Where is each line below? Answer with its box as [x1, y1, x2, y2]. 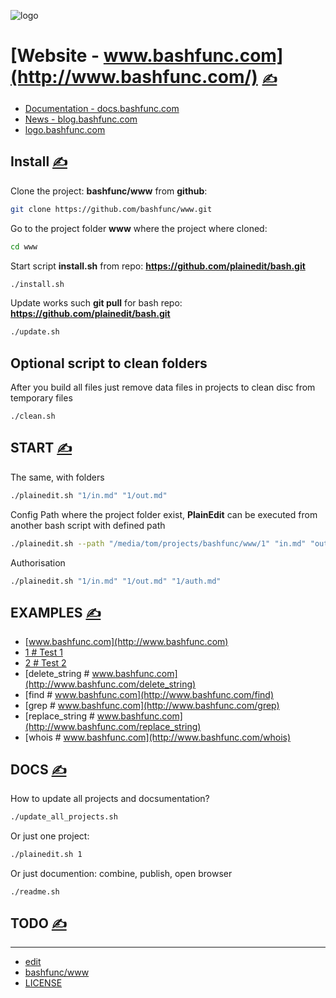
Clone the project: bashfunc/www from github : [10, 185, 208, 197]
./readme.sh [10, 886, 60, 897]
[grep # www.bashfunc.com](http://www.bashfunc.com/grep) [24, 700, 280, 712]
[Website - [10, 45, 100, 67]
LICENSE [24, 977, 63, 989]
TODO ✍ [10, 915, 67, 932]
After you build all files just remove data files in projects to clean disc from [10, 381, 316, 394]
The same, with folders [10, 471, 105, 483]
